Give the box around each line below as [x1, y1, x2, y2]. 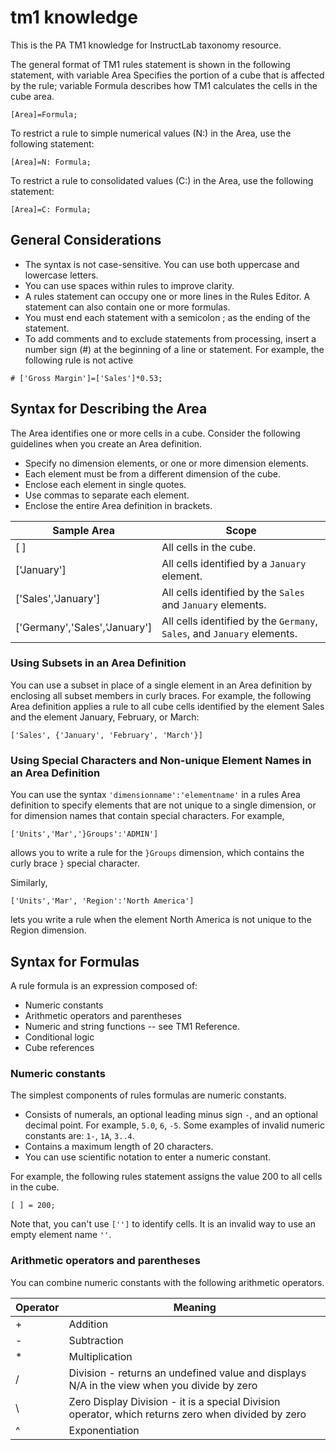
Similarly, [10, 877, 48, 889]
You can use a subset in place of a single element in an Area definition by [10, 679, 313, 691]
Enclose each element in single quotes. [24, 478, 187, 490]
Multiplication [68, 1349, 133, 1363]
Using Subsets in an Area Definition [10, 656, 187, 670]
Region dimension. [10, 924, 87, 936]
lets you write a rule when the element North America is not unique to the [10, 914, 312, 926]
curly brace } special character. [10, 857, 140, 870]
